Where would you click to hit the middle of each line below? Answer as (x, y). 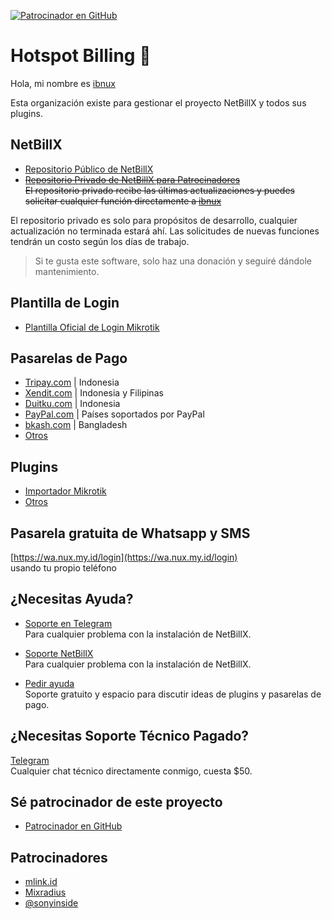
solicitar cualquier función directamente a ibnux (123, 201)
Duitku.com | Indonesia (72, 404)
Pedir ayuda (49, 683)
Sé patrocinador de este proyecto (116, 802)
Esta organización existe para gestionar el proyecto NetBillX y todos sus (158, 102)
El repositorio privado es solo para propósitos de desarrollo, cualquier (154, 220)
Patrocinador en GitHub (73, 826)
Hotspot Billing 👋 (81, 56)
